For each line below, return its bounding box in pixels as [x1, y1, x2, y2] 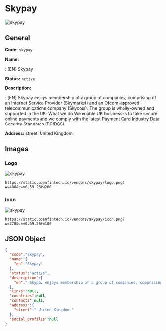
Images [5, 145, 29, 153]
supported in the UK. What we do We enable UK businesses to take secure [5, 110, 158, 116]
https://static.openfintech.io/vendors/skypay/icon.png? [5, 217, 125, 222]
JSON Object [5, 235, 46, 243]
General [5, 34, 31, 42]
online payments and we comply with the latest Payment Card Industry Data [5, 116, 160, 122]
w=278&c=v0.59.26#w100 [5, 221, 52, 226]
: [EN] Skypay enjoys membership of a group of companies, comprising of [5, 94, 157, 100]
